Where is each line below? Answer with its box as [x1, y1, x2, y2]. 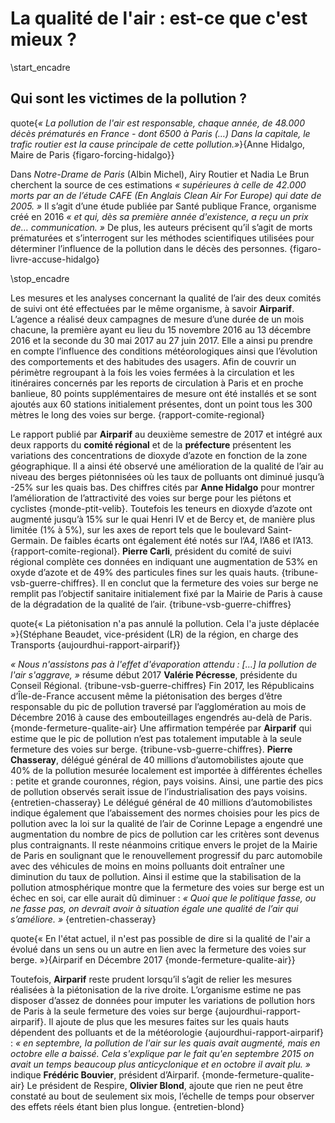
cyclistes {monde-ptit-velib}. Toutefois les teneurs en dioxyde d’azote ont [10, 502, 313, 514]
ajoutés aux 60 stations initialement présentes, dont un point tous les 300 [10, 398, 313, 410]
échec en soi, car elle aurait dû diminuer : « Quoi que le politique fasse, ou [10, 892, 317, 904]
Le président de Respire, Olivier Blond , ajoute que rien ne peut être [26, 1079, 304, 1091]
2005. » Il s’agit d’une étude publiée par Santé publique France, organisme [10, 200, 317, 212]
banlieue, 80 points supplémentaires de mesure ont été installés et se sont [10, 387, 317, 399]
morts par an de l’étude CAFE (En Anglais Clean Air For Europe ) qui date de [10, 189, 322, 201]
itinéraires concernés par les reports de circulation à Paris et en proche [10, 377, 304, 389]
